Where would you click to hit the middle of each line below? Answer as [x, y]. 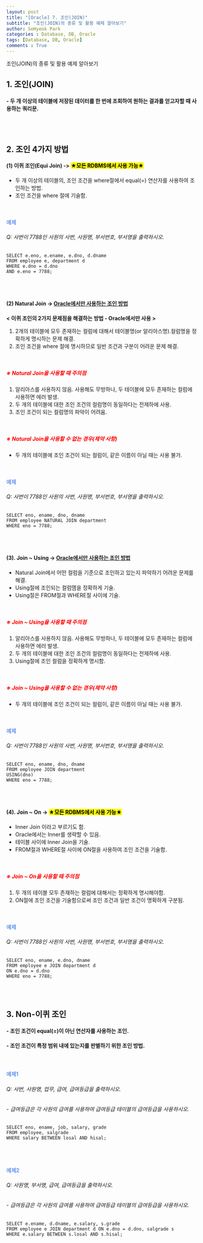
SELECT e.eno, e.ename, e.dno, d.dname [56, 255]
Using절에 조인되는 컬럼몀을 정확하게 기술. [65, 588]
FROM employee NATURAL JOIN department [56, 521]
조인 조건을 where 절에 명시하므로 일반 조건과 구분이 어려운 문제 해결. [97, 346]
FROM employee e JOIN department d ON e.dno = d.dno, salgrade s [90, 1229]
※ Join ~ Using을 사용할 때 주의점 [47, 622]
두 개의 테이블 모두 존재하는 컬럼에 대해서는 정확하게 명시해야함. [90, 892]
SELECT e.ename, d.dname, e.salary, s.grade [63, 1224]
